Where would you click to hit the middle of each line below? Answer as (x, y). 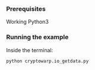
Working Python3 (28, 22)
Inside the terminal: (30, 50)
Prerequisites (26, 9)
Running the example (37, 37)
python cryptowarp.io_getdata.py (47, 61)
